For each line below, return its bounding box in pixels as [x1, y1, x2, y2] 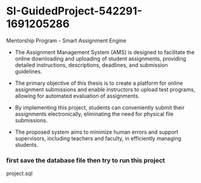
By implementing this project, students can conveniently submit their [14, 104, 185, 111]
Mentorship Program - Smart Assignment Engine [6, 37, 127, 44]
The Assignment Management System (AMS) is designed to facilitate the [14, 48, 195, 55]
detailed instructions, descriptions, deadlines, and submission [14, 61, 168, 69]
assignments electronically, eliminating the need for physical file [14, 110, 174, 117]
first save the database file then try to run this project [6, 156, 165, 164]
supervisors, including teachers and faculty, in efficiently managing [14, 134, 182, 142]
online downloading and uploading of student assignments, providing [14, 55, 187, 62]
